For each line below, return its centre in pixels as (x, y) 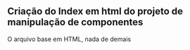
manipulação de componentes (75, 23)
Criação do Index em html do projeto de (95, 11)
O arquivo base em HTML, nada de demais (69, 39)
